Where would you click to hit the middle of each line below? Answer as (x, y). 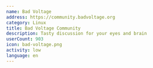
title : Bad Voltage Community (44, 28)
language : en (22, 56)
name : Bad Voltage (29, 12)
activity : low (24, 50)
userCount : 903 (25, 39)
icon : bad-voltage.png (34, 45)
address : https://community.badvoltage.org (61, 17)
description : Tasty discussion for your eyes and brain (76, 34)
